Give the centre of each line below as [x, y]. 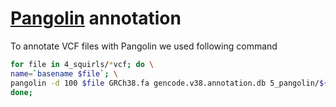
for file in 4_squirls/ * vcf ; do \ [82, 64]
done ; [21, 92]
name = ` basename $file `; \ [64, 73]
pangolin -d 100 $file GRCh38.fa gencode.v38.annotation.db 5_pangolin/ [165, 83]
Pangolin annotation [96, 18]
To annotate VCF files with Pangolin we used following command [144, 46]
